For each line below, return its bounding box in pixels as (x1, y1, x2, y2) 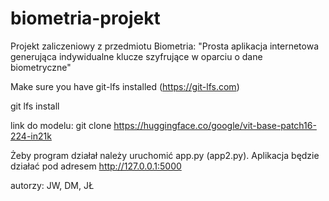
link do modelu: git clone (10, 119, 112, 131)
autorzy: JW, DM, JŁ (10, 179, 95, 191)
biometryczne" (10, 61, 72, 73)
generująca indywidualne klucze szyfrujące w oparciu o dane (10, 50, 263, 62)
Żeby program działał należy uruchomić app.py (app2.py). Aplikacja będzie (10, 149, 320, 161)
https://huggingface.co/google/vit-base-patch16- (113, 119, 317, 131)
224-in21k (10, 130, 52, 142)
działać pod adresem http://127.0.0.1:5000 (10, 160, 182, 172)
